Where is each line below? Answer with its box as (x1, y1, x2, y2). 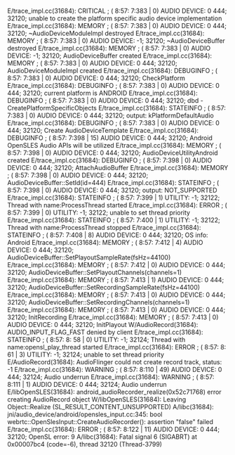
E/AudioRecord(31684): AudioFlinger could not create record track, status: (7, 358, 222, 366)
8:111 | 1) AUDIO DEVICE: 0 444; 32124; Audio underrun (7, 380, 167, 388)
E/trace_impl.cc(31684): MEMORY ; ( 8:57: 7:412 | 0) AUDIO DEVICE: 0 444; (7, 261, 226, 269)
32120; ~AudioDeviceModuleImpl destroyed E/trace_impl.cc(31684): (7, 29, 205, 37)
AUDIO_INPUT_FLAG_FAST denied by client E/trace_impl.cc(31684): (7, 328, 203, 336)
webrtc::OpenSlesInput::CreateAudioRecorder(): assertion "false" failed (7, 418, 214, 425)
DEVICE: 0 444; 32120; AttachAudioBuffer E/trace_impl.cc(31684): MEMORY (7, 164, 229, 172)
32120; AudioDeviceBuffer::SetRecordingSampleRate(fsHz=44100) (7, 283, 201, 291)
